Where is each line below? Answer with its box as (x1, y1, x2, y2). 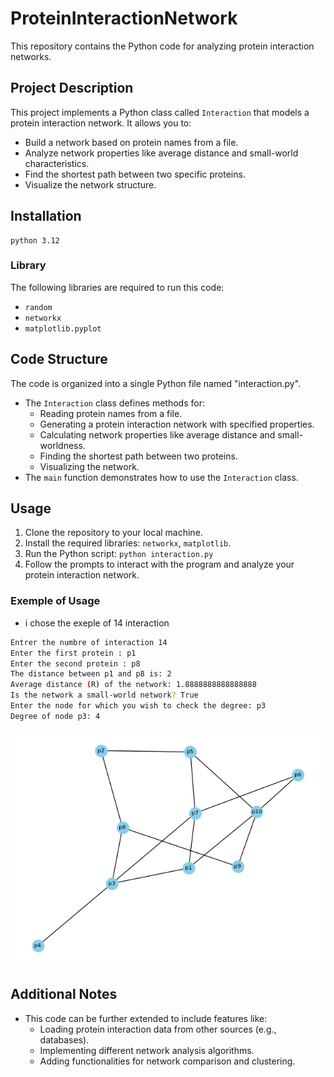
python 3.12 (10, 235, 60, 246)
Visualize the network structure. (24, 178, 157, 191)
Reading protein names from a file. (39, 407, 183, 419)
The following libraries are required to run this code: (10, 281, 225, 293)
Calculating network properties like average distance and (39, 428, 276, 441)
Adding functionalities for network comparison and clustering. (39, 1055, 296, 1067)
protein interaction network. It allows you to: (10, 117, 192, 129)
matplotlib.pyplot (24, 323, 102, 334)
